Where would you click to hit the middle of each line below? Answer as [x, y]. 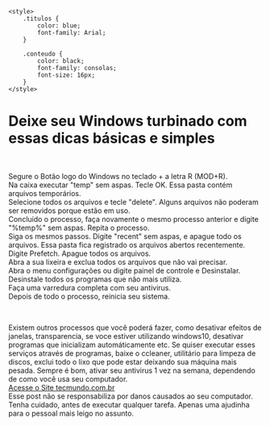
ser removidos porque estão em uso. [69, 211]
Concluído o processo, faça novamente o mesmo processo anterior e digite [134, 219]
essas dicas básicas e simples [112, 138]
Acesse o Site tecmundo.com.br [62, 387]
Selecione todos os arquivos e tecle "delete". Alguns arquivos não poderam [134, 202]
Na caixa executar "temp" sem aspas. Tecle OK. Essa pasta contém [120, 185]
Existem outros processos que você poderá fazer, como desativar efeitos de [135, 328]
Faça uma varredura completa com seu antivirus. [90, 287]
